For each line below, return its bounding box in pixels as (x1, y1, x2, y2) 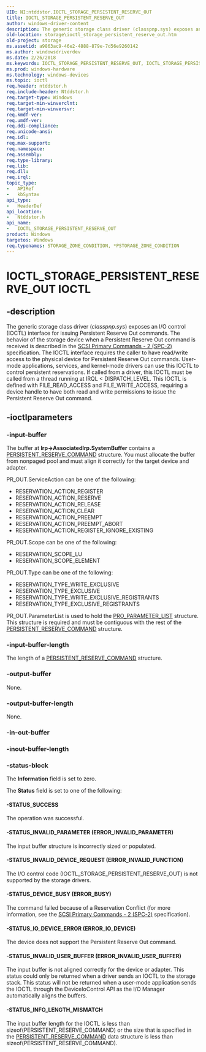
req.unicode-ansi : (6, 129, 53, 135)
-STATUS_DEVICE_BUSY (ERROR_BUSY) (6, 890, 112, 898)
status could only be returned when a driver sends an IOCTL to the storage (6, 972, 196, 980)
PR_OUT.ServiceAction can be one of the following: (6, 476, 136, 483)
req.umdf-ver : (6, 117, 43, 123)
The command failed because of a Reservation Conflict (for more (6, 904, 171, 912)
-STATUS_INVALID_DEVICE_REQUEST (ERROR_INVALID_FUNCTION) (6, 856, 184, 864)
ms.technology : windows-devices (6, 72, 89, 78)
